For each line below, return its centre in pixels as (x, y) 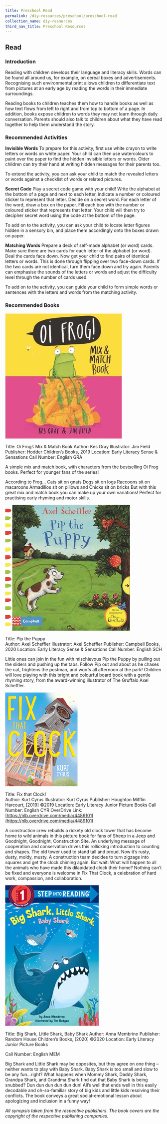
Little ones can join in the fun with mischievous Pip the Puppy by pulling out (83, 659)
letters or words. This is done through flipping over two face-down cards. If (83, 261)
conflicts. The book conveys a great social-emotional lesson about (74, 1096)
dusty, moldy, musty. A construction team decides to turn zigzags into (77, 857)
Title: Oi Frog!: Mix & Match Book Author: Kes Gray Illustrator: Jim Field (78, 446)
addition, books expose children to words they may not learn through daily (82, 114)
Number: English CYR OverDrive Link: (44, 810)
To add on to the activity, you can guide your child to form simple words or (82, 287)
